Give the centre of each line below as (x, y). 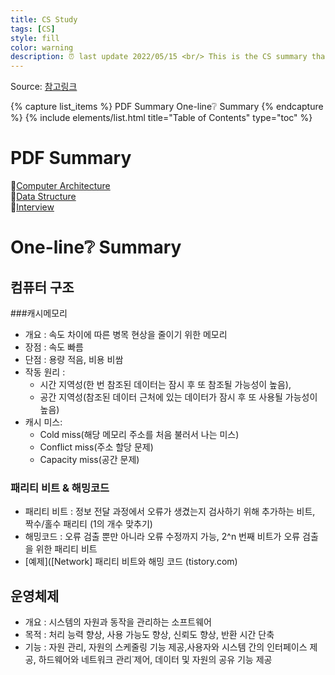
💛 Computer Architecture (60, 186)
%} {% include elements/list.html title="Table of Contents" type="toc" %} (161, 118)
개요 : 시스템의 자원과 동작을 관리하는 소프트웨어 (118, 622)
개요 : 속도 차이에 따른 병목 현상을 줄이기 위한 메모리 (126, 335)
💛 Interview (32, 207)
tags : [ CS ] (33, 29)
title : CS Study (44, 19)
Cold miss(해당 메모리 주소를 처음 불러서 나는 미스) (139, 435)
